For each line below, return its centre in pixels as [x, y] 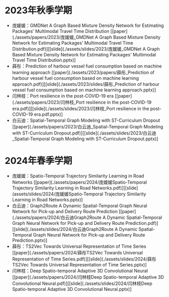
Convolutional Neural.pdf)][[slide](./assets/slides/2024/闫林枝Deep [82, 283]
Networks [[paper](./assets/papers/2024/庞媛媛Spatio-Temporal [79, 182]
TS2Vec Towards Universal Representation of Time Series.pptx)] [79, 265]
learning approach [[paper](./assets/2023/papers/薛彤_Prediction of [83, 72]
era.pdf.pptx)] [49, 114]
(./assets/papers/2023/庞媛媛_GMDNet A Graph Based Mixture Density [86, 37]
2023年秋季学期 [38, 10]
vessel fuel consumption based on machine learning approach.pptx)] [84, 90]
